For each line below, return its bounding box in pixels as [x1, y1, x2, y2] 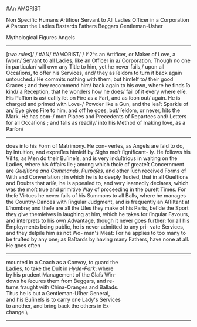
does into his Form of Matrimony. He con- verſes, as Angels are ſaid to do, [6, 142, 185, 149]
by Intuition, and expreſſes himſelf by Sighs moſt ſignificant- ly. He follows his [6, 149, 191, 155]
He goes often [6, 242, 40, 248]
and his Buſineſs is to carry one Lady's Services [6, 296, 121, 303]
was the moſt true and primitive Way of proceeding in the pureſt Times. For [6, 186, 186, 193]
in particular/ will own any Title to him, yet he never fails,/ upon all [6, 63, 165, 70]
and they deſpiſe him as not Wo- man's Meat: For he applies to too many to [6, 230, 186, 236]
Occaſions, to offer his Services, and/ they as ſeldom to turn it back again [6, 70, 182, 76]
